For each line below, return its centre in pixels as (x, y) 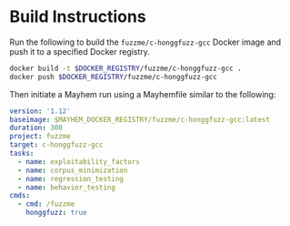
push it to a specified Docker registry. (80, 51)
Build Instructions (78, 17)
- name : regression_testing (71, 179)
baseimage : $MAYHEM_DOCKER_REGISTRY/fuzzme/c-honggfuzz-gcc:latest (140, 119)
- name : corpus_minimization (73, 170)
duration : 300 (36, 128)
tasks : (22, 154)
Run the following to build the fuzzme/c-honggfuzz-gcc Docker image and (145, 42)
